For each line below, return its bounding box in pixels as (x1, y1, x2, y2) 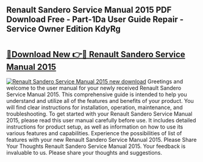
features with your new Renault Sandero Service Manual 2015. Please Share (6, 136, 197, 143)
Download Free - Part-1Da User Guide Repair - (6, 15, 184, 25)
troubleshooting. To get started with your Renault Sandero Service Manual (6, 110, 193, 118)
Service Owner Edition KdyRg (6, 24, 121, 34)
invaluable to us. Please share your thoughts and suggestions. (6, 149, 163, 156)
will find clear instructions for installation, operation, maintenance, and (6, 104, 183, 111)
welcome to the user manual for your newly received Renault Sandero (6, 85, 182, 91)
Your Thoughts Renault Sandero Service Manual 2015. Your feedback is (6, 143, 186, 150)
